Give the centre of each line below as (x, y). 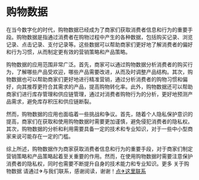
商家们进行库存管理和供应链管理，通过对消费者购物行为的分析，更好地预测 (97, 94)
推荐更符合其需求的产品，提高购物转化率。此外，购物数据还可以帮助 (110, 86)
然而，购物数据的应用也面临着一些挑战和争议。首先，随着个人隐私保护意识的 (99, 114)
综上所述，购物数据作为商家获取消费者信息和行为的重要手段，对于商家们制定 (99, 149)
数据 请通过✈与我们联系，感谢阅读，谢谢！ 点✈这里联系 (78, 171)
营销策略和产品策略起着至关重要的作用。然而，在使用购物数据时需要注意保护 (99, 156)
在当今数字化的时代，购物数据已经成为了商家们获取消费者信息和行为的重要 (97, 30)
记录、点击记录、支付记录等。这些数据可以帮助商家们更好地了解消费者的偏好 (99, 44)
